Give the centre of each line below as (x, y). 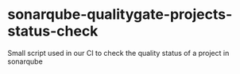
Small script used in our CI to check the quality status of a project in (118, 53)
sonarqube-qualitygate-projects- (120, 15)
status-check (53, 31)
